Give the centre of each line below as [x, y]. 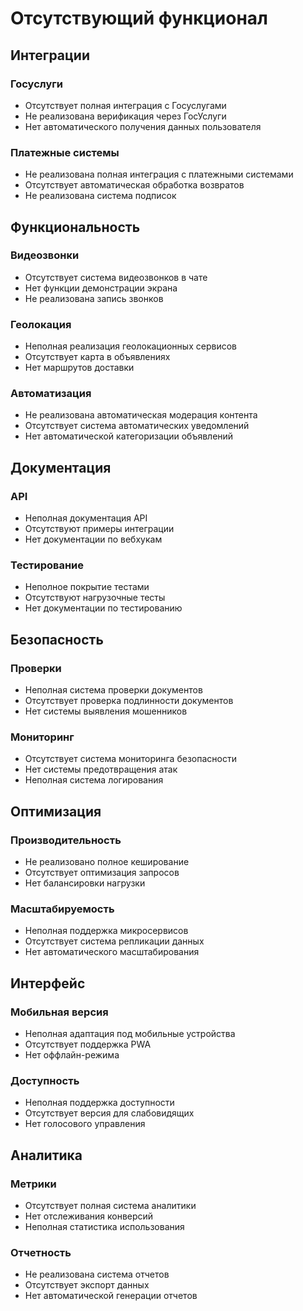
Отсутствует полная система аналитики [110, 1206]
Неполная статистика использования [104, 1227]
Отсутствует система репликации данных [114, 941]
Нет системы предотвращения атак [101, 769]
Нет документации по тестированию [103, 608]
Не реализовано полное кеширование [107, 862]
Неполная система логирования [94, 780]
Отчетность [41, 1252]
